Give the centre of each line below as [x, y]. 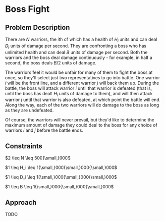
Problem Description [38, 28]
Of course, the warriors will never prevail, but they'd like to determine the [80, 120]
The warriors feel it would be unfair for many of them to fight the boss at [79, 72]
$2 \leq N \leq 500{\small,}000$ [38, 158]
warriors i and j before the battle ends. [44, 130]
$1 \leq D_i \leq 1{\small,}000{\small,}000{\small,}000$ [61, 177]
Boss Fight [27, 9]
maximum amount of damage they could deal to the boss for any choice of [81, 125]
